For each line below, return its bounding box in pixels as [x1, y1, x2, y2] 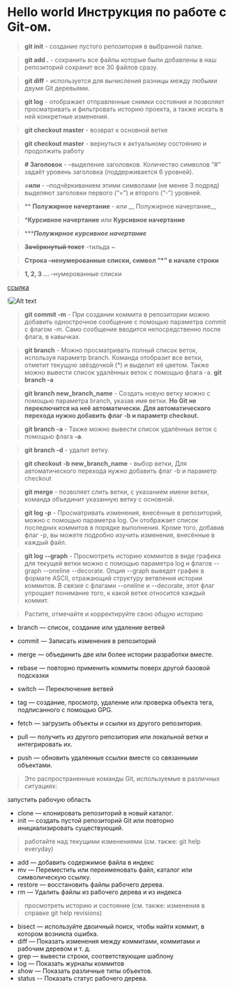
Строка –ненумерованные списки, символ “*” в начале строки [24, 256, 219, 264]
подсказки [17, 671, 50, 679]
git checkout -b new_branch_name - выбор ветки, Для [24, 459, 187, 467]
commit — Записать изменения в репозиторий [17, 636, 157, 645]
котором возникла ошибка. [17, 929, 99, 938]
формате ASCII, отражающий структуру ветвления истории [24, 573, 203, 582]
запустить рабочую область [7, 795, 91, 803]
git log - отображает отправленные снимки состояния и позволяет [24, 97, 225, 105]
